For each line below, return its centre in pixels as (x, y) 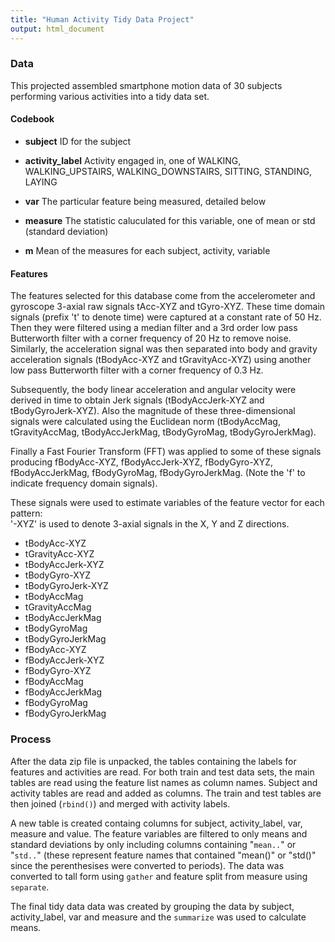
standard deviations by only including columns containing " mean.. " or (153, 844)
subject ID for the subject (78, 141)
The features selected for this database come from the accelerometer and (163, 296)
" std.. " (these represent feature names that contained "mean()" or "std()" (163, 855)
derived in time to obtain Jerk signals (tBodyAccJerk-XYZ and (137, 400)
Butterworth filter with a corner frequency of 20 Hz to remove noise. (151, 338)
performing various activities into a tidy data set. (110, 96)
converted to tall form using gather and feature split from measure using (159, 876)
